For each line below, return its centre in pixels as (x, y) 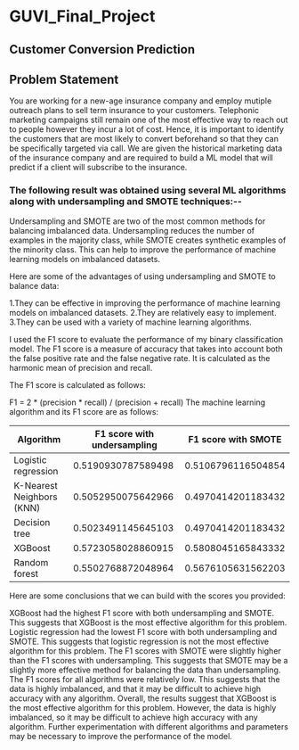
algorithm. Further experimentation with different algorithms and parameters (149, 726)
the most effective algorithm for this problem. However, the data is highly (143, 707)
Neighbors (36, 497)
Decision (32, 522)
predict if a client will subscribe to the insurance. (98, 168)
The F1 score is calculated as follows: (78, 384)
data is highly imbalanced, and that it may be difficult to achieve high (135, 688)
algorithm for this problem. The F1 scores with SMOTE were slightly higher (145, 651)
